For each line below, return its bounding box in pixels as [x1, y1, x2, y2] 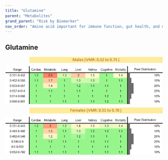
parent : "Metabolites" [5, 13, 52, 18]
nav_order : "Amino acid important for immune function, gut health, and [5, 24, 160, 29]
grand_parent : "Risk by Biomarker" [5, 18, 79, 23]
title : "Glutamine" [5, 8, 46, 13]
